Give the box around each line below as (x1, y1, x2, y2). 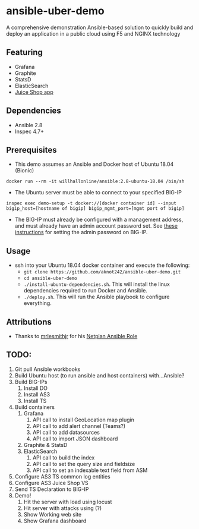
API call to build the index (32, 454, 95, 461)
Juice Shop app (14, 88, 53, 96)
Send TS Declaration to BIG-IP (14, 486, 89, 493)
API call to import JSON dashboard (32, 435, 118, 442)
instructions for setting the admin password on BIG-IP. (14, 229, 148, 236)
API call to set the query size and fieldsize (32, 460, 135, 467)
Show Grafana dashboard (23, 517, 87, 524)
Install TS (23, 397, 47, 404)
